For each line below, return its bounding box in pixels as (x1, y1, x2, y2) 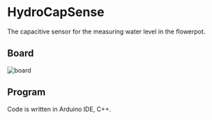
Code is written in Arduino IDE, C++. (7, 105, 112, 113)
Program (7, 87, 46, 98)
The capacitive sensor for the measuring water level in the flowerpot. (7, 27, 206, 36)
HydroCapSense (7, 4, 105, 20)
